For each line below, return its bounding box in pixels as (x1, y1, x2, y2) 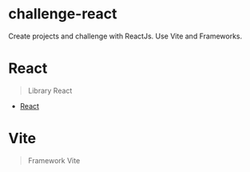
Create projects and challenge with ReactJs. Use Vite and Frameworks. (8, 31, 243, 41)
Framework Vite (27, 155, 81, 165)
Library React (27, 86, 73, 95)
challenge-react (8, 5, 117, 23)
